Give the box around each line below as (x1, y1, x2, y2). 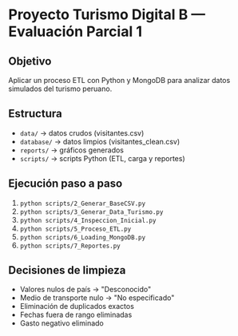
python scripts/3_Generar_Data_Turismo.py (19, 208, 164, 216)
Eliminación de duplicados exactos (19, 302, 134, 311)
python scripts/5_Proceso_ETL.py (19, 225, 132, 233)
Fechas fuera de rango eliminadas (19, 310, 133, 320)
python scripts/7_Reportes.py (19, 242, 121, 250)
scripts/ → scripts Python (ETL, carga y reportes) (19, 153, 185, 163)
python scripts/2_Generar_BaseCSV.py (19, 200, 146, 208)
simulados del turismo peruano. (8, 84, 113, 93)
